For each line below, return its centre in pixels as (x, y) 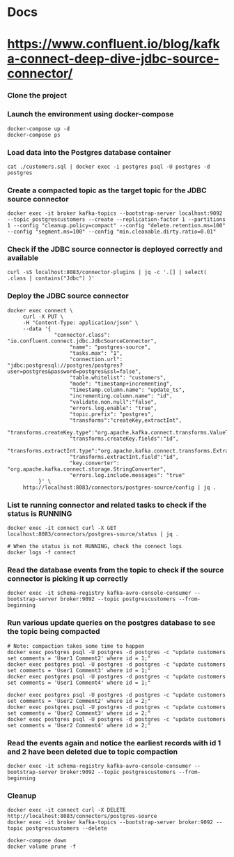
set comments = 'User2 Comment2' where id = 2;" (79, 701)
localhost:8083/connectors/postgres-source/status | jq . (93, 534)
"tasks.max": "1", (96, 353)
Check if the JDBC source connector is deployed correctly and (115, 250)
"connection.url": (96, 359)
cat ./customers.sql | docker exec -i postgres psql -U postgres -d (109, 167)
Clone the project (37, 96)
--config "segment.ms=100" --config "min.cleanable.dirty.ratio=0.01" (112, 232)
